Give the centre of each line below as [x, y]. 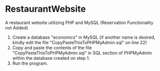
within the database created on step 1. [51, 58]
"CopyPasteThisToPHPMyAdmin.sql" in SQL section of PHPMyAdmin [82, 53]
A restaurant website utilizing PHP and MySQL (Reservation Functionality [79, 23]
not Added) [17, 27]
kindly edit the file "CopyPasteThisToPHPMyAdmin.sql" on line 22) [80, 42]
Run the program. [30, 63]
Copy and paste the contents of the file [52, 47]
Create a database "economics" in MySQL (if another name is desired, [84, 37]
